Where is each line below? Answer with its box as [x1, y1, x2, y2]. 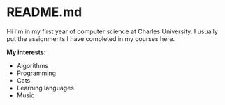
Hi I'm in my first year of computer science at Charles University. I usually [6, 27, 218, 35]
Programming [16, 69, 57, 77]
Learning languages [16, 83, 75, 92]
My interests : [6, 48, 46, 56]
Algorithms [16, 61, 49, 70]
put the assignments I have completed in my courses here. [6, 34, 175, 42]
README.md [6, 4, 82, 20]
